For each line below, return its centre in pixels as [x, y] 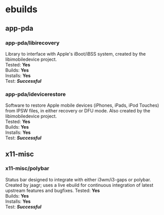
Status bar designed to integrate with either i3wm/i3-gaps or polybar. [78, 179]
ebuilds [21, 9]
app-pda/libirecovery [32, 43]
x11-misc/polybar [27, 169]
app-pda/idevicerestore [36, 94]
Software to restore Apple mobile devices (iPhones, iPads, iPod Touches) [82, 105]
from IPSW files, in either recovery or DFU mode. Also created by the [78, 111]
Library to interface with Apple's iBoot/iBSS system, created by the [76, 54]
